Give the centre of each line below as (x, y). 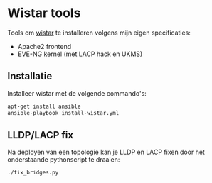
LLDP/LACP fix (40, 135)
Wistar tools (44, 13)
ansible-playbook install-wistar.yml (63, 113)
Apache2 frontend (44, 46)
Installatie (30, 76)
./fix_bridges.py (33, 173)
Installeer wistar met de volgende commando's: (77, 93)
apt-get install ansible (44, 106)
